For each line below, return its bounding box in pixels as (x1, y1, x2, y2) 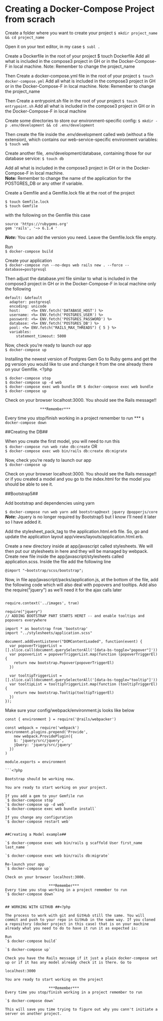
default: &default (5, 295, 42, 300)
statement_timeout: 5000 (16, 334, 67, 338)
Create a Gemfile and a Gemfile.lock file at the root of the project (5, 190, 135, 196)
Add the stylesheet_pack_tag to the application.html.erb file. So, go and (5, 528, 148, 534)
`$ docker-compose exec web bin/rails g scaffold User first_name (5, 840, 143, 845)
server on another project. (5, 1011, 62, 1016)
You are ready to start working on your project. (5, 785, 108, 790)
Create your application (5, 257, 52, 263)
